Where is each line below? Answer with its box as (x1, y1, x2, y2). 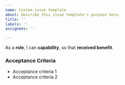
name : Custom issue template (5, 7, 67, 13)
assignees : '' (5, 26, 35, 31)
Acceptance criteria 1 (12, 69, 57, 75)
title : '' (5, 17, 26, 22)
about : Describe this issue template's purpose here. (5, 12, 121, 17)
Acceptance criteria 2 (12, 74, 58, 80)
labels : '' (5, 21, 28, 27)
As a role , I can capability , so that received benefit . (5, 45, 113, 51)
